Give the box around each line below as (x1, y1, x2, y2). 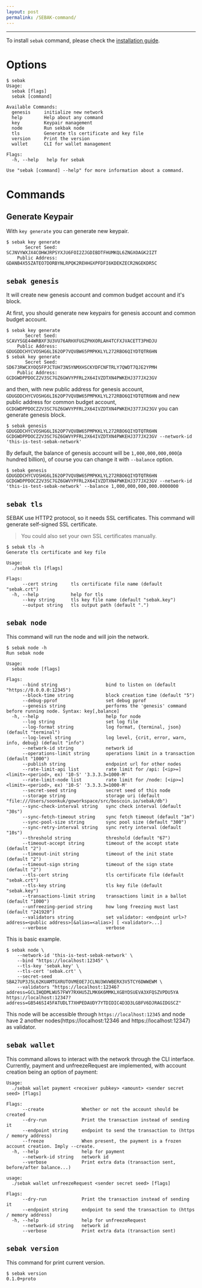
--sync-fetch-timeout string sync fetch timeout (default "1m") (22, 813, 195, 820)
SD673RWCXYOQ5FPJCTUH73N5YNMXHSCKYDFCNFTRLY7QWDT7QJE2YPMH (6, 365, 158, 371)
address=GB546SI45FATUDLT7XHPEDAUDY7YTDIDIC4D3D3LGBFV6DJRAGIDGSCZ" (6, 1000, 182, 1006)
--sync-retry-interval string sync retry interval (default (22, 824, 182, 830)
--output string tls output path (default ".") (22, 602, 149, 609)
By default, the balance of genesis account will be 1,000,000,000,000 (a (6, 449, 182, 457)
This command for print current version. (6, 1258, 105, 1266)
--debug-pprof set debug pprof (22, 697, 147, 703)
